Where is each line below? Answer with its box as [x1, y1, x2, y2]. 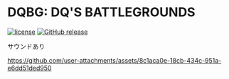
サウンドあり [7, 42, 45, 50]
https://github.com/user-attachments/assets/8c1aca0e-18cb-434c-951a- [7, 56, 222, 64]
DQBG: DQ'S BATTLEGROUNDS [7, 4, 196, 20]
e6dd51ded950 [7, 63, 52, 72]
